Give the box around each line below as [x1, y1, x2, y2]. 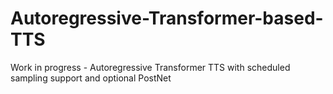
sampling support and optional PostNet [10, 72, 172, 84]
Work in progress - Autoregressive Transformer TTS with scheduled [10, 61, 291, 73]
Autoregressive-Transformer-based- [10, 7, 324, 30]
